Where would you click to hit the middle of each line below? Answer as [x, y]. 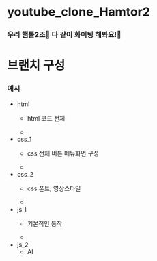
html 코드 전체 [46, 118]
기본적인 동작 [45, 223]
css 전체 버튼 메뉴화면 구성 [63, 153]
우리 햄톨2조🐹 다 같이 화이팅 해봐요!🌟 [64, 35]
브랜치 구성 [36, 65]
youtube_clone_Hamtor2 [78, 12]
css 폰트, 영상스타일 [54, 188]
